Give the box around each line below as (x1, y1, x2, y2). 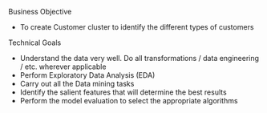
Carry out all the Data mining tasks (19, 79, 135, 88)
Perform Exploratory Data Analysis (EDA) (19, 71, 156, 79)
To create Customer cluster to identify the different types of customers (19, 22, 254, 31)
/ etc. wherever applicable (19, 62, 107, 71)
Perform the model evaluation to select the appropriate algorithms (19, 96, 238, 105)
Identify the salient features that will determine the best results (19, 87, 227, 97)
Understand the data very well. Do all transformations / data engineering (19, 54, 259, 63)
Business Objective (8, 7, 72, 16)
